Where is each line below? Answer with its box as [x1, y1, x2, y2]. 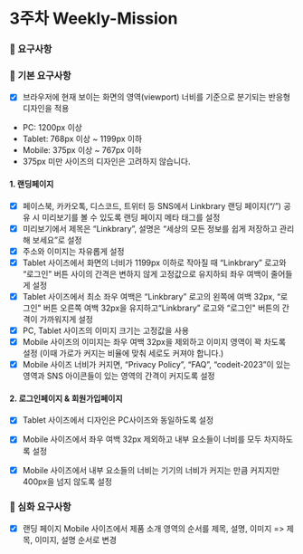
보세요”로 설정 [32, 234, 82, 245]
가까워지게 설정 [39, 313, 93, 324]
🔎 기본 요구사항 [9, 70, 71, 82]
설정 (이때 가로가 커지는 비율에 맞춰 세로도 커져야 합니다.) [22, 348, 224, 358]
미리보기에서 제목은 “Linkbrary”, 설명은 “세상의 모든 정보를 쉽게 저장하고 [22, 223, 278, 234]
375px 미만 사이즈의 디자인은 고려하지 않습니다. [22, 156, 191, 167]
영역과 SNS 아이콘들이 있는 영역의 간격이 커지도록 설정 [22, 370, 215, 381]
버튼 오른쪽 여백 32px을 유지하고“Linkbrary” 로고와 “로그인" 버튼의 [43, 302, 280, 313]
